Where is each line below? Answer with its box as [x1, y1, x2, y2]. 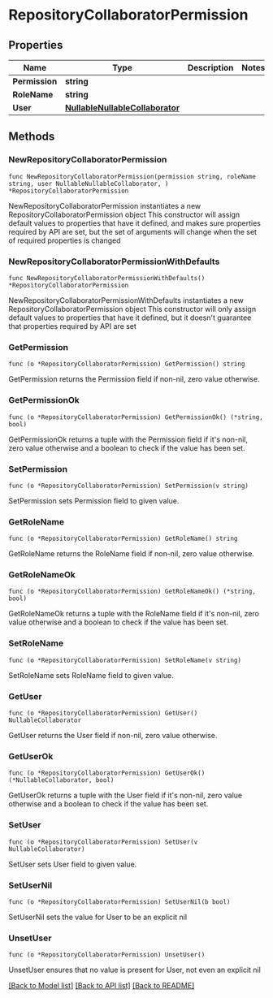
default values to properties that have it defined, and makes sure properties [8, 218, 262, 228]
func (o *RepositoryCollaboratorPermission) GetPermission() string [8, 360, 245, 369]
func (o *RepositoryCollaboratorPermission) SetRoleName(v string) [8, 656, 242, 664]
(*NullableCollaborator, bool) [8, 776, 115, 784]
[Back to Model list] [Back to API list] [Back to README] [8, 981, 195, 991]
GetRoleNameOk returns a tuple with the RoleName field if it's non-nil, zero [8, 609, 260, 619]
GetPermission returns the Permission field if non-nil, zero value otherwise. [8, 374, 260, 384]
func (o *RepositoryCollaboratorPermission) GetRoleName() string [8, 534, 238, 543]
